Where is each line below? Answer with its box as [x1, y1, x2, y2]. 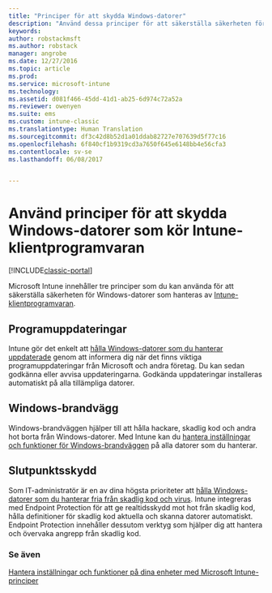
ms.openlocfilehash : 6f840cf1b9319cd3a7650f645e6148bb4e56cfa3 [8, 140, 227, 148]
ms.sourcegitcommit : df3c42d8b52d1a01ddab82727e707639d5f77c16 [8, 132, 227, 140]
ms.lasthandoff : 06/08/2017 [8, 155, 104, 163]
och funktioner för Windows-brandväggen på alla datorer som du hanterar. [8, 440, 257, 450]
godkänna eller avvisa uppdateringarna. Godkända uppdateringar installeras [8, 370, 263, 379]
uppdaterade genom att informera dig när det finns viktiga [8, 352, 202, 362]
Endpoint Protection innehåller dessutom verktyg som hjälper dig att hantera [8, 520, 263, 530]
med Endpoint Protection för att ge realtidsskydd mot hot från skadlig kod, [8, 502, 256, 512]
